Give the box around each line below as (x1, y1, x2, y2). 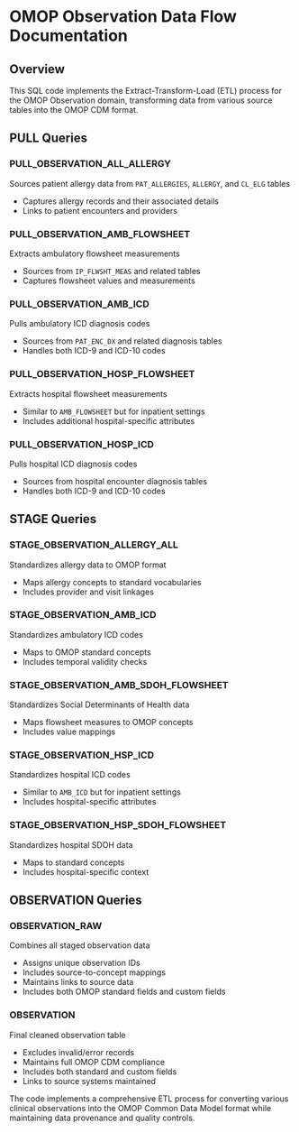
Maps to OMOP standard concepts (22, 647, 151, 658)
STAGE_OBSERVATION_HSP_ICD (9, 749, 155, 761)
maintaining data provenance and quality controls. (9, 1112, 195, 1123)
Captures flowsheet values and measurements (22, 275, 195, 286)
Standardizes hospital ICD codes (9, 769, 131, 780)
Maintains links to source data (22, 977, 134, 988)
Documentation (9, 25, 129, 46)
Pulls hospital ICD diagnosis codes (9, 458, 138, 469)
